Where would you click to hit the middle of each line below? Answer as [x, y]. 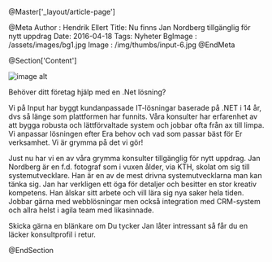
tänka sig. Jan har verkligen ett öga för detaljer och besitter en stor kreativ [133, 184]
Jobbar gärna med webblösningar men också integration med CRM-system [135, 201]
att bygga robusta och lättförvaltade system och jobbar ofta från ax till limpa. [136, 125]
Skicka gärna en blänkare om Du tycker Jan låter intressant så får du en [128, 226]
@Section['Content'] [43, 61]
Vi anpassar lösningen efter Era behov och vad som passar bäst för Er [125, 134]
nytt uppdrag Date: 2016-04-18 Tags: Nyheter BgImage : [103, 36]
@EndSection [31, 250]
